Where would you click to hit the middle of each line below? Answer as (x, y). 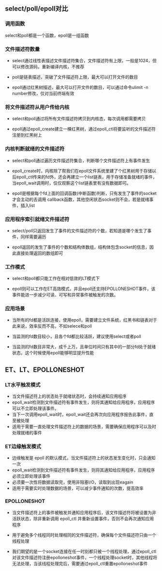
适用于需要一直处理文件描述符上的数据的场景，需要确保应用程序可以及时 (84, 427)
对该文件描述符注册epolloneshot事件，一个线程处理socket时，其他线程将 (85, 557)
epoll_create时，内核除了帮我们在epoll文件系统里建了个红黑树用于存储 (82, 171)
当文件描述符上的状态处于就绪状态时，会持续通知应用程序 (69, 396)
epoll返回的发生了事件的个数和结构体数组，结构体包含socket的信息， (81, 247)
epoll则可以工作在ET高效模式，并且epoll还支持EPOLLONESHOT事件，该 (84, 289)
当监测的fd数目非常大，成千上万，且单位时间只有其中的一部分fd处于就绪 (84, 347)
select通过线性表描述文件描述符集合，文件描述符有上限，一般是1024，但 (84, 60)
